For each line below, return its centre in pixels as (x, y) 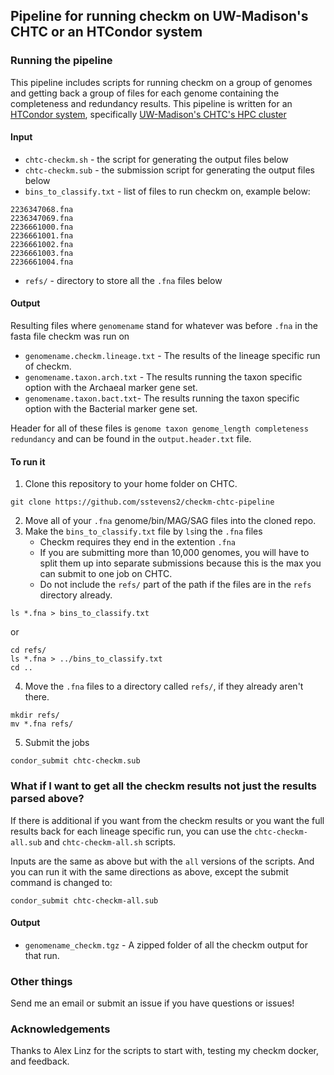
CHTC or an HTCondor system (106, 32)
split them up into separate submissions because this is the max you (180, 563)
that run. (42, 955)
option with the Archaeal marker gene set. (111, 388)
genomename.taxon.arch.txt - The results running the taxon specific (163, 377)
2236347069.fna (42, 218)
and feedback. (40, 1061)
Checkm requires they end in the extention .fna (138, 542)
